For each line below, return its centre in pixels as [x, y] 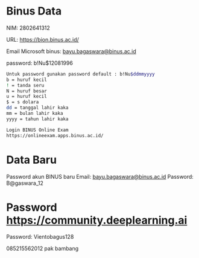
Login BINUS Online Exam [37, 130]
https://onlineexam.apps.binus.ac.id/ [55, 135]
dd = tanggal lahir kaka [37, 108]
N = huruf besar [27, 91]
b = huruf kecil [27, 80]
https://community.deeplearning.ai [97, 220]
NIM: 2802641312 [28, 28]
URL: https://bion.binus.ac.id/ [43, 39]
